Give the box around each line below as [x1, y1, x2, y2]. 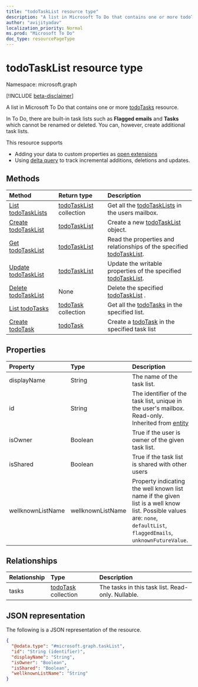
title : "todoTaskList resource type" [6, 8, 99, 15]
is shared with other [131, 460, 187, 468]
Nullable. [114, 590, 139, 599]
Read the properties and [107, 235, 175, 243]
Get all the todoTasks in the [107, 300, 183, 309]
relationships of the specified [107, 242, 189, 250]
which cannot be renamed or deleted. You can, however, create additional [6, 121, 186, 128]
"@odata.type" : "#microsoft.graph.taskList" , [11, 643, 126, 649]
